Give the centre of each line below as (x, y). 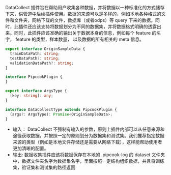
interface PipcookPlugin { (34, 77)
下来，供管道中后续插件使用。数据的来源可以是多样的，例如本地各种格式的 (83, 14)
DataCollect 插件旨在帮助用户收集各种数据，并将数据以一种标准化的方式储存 (85, 7)
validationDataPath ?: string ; (42, 63)
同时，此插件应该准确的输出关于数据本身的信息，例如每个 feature (82, 33)
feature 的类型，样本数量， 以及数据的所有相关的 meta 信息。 (79, 39)
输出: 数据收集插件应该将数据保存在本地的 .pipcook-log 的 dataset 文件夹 (89, 155)
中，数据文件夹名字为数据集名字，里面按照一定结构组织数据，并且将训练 (88, 161)
